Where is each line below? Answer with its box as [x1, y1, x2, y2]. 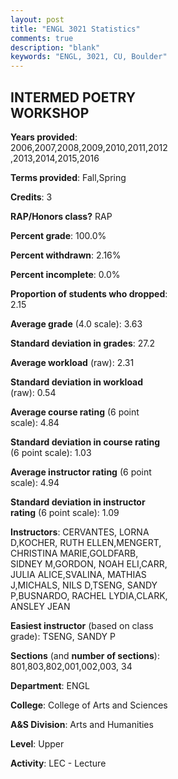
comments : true [10, 33, 74, 43]
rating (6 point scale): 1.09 [10, 506, 120, 518]
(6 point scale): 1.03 [10, 446, 92, 458]
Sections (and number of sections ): [10, 649, 160, 661]
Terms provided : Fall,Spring [10, 171, 127, 183]
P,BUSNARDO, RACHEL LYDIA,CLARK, [10, 589, 168, 601]
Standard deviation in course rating [10, 436, 161, 448]
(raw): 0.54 [10, 386, 57, 398]
